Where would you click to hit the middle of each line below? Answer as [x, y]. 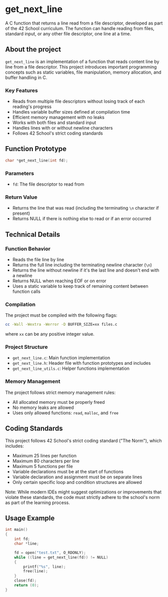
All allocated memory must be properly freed [58, 402]
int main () [16, 530]
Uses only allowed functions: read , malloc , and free [65, 413]
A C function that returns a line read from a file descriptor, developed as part [84, 23]
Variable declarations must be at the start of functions [68, 471]
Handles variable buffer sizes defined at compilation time [71, 112]
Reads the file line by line [38, 260]
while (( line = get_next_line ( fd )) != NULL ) [61, 557]
